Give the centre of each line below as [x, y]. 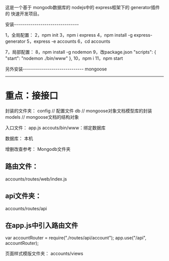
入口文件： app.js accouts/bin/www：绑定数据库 [55, 128]
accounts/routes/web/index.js [36, 179]
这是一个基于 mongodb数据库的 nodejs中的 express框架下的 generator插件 [82, 7]
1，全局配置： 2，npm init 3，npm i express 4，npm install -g [69, 35]
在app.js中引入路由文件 [42, 225]
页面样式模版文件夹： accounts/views [44, 253]
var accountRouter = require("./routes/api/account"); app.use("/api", [76, 238]
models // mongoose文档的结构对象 [42, 117]
